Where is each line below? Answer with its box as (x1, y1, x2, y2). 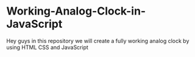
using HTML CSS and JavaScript (6, 44, 88, 51)
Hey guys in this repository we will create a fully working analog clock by (6, 37, 190, 44)
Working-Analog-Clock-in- (6, 4, 146, 18)
